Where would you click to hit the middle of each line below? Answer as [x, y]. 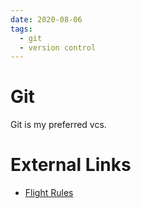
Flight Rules [49, 193]
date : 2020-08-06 [46, 19]
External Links [71, 165]
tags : [21, 29]
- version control [58, 47]
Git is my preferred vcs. [58, 125]
